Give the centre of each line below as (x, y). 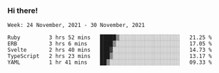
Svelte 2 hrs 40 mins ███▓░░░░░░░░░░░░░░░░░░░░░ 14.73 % (110, 50)
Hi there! (23, 11)
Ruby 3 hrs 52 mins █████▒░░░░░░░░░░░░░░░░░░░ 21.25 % (110, 38)
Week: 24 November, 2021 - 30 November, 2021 (76, 26)
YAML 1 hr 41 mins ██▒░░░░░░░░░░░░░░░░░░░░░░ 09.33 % (110, 62)
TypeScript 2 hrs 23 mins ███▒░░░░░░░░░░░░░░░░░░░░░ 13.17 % (110, 56)
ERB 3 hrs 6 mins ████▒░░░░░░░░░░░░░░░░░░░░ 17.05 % (110, 44)
